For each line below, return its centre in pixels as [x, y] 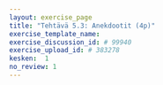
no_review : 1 [33, 67]
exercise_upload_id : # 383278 [65, 50]
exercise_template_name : [55, 34]
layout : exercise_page [51, 17]
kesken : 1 [29, 58]
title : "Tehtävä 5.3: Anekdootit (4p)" [82, 26]
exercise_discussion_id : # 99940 [70, 42]
